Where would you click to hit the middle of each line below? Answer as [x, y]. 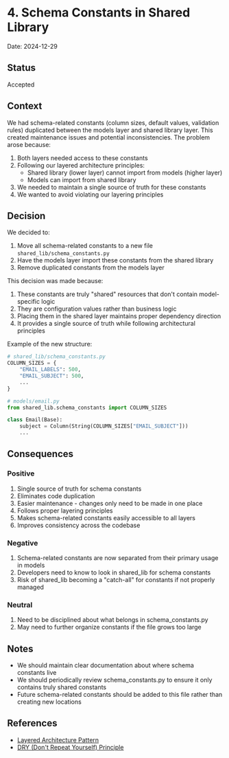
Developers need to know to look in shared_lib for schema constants [114, 572]
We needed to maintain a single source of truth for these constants [111, 187]
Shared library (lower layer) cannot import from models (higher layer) [125, 172]
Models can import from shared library [82, 179]
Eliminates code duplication [56, 495]
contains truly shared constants [62, 687]
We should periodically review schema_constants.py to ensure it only [114, 680]
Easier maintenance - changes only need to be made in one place [110, 503]
